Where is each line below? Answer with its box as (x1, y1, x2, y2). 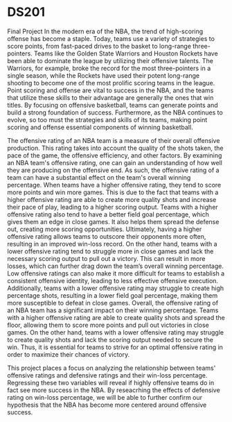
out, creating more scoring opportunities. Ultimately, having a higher (7, 225, 202, 233)
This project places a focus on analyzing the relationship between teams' (7, 364, 216, 372)
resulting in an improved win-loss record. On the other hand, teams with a (7, 239, 217, 248)
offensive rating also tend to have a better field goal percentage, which (7, 210, 210, 219)
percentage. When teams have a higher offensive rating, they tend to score (7, 180, 222, 189)
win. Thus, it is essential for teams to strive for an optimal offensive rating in (7, 343, 224, 351)
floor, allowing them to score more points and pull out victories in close (7, 321, 209, 329)
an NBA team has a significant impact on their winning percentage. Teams (7, 306, 219, 314)
